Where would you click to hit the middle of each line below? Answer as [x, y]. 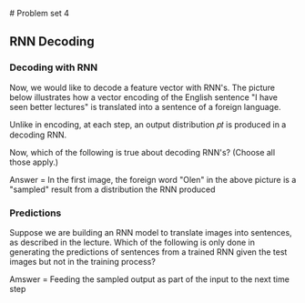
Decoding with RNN [54, 67]
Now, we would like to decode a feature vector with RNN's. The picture [142, 87]
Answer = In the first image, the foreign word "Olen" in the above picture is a [153, 179]
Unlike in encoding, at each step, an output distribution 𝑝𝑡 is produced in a [148, 124]
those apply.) [34, 162]
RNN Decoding [52, 41]
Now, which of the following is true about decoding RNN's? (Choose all [142, 152]
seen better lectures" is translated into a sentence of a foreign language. [145, 106]
